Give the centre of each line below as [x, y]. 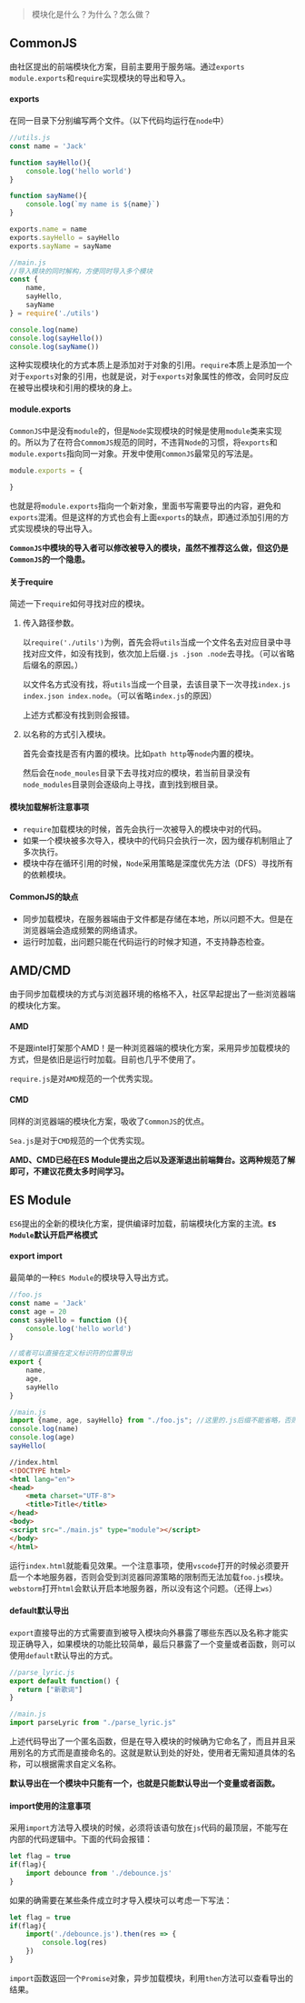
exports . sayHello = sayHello [64, 237]
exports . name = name [49, 230]
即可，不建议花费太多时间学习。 [69, 1171]
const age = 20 [38, 1312]
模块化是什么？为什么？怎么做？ [91, 14]
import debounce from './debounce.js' [99, 1873]
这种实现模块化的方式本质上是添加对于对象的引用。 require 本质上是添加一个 [151, 365]
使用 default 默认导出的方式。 [64, 1655]
